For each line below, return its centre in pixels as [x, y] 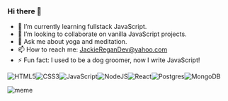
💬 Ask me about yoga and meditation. [72, 42]
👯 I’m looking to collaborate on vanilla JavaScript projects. [102, 34]
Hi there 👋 [25, 11]
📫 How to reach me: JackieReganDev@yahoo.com [92, 49]
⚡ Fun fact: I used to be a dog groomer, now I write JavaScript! [109, 60]
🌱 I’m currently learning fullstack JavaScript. [82, 27]
